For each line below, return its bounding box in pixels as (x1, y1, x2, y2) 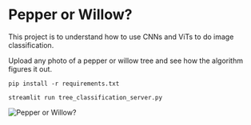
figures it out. (8, 64, 53, 73)
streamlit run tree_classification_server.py (8, 93, 162, 101)
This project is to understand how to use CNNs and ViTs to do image (8, 32, 234, 41)
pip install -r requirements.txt (8, 80, 120, 88)
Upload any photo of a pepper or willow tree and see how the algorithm (8, 56, 244, 65)
